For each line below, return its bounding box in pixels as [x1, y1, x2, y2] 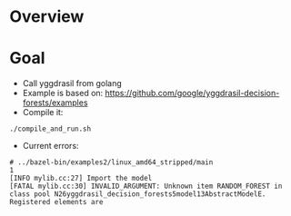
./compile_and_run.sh [9, 124, 92, 133]
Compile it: [22, 107, 64, 118]
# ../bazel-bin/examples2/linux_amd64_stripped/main [9, 158, 214, 167]
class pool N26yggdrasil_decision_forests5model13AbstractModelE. [9, 190, 266, 199]
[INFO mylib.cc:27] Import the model [9, 174, 153, 183]
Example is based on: [22, 88, 104, 99]
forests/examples [22, 97, 88, 108]
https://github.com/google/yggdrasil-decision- [105, 88, 280, 99]
